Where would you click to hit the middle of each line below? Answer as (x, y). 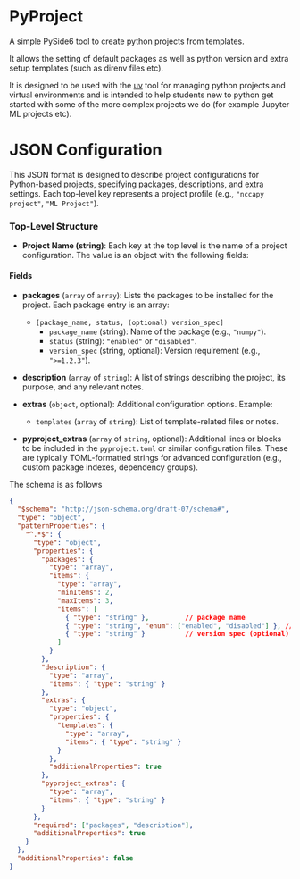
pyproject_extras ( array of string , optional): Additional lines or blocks (152, 439)
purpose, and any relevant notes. (83, 387)
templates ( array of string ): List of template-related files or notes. (157, 422)
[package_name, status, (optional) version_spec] (130, 323)
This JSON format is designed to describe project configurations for (134, 174)
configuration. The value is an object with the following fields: (135, 255)
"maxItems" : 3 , (85, 600)
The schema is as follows (56, 485)
